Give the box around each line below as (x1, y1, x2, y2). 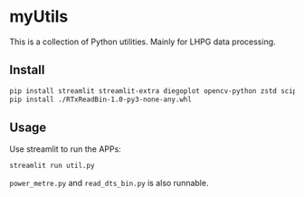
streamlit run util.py (9, 161, 95, 171)
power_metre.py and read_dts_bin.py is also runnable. (9, 178, 209, 189)
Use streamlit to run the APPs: (9, 144, 122, 155)
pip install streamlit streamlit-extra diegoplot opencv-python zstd (9, 86, 278, 96)
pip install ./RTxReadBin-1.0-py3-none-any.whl (9, 95, 193, 104)
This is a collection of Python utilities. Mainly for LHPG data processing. (9, 36, 276, 47)
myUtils (9, 6, 69, 27)
